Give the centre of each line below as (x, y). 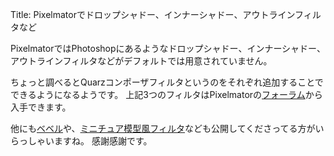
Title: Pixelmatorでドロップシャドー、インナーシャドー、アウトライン (152, 14)
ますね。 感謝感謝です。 (103, 141)
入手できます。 (41, 107)
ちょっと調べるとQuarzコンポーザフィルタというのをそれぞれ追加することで (167, 82)
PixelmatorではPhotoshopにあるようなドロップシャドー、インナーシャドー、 (168, 48)
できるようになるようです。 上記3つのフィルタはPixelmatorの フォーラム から (166, 94)
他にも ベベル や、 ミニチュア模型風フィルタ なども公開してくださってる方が (163, 128)
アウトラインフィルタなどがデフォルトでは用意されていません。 (141, 61)
